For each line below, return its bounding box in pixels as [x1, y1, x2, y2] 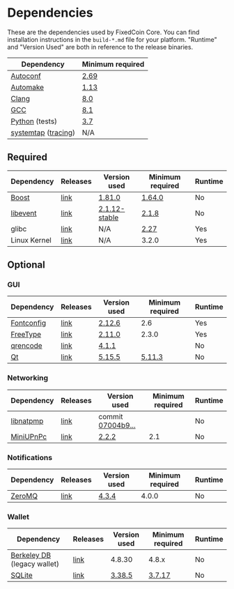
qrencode [10, 341, 43, 351]
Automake [10, 82, 44, 92]
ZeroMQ [10, 491, 38, 501]
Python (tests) [10, 116, 58, 126]
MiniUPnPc [10, 431, 47, 441]
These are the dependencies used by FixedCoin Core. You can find [7, 28, 200, 36]
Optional [7, 259, 45, 271]
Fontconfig [10, 319, 47, 328]
